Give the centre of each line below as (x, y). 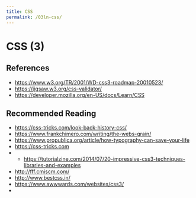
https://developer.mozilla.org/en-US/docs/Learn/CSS (80, 95)
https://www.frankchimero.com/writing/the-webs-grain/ (83, 134)
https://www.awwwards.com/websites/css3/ (69, 184)
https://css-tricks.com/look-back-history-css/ (71, 128)
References (28, 68)
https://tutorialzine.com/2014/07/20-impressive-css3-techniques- (104, 159)
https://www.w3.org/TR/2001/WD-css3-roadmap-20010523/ (89, 82)
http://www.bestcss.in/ (43, 178)
